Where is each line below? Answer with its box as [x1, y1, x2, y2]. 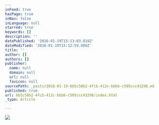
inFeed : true [5, 7, 31, 12]
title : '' [5, 47, 25, 52]
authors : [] [5, 57, 29, 62]
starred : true [5, 25, 34, 30]
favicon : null [9, 79, 38, 84]
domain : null [9, 70, 36, 75]
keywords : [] [5, 30, 31, 34]
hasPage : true [5, 12, 34, 16]
